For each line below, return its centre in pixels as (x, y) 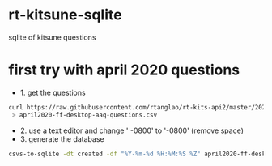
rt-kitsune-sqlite (66, 15)
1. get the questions (53, 92)
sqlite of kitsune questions (52, 37)
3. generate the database (62, 138)
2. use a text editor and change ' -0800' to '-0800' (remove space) (132, 130)
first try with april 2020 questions (124, 70)
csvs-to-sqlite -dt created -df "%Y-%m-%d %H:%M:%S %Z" (104, 154)
